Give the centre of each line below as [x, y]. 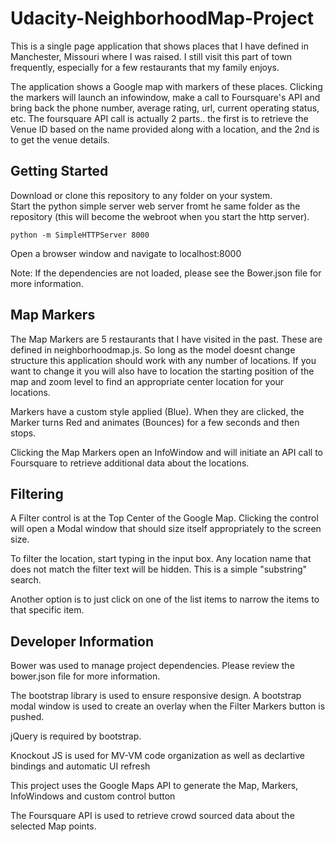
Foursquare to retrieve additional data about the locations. [130, 463]
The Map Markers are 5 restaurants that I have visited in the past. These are [166, 339]
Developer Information [82, 641]
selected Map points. [53, 826]
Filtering [37, 493]
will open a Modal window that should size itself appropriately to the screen [166, 529]
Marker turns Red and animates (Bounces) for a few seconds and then [155, 422]
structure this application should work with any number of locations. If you [163, 360]
